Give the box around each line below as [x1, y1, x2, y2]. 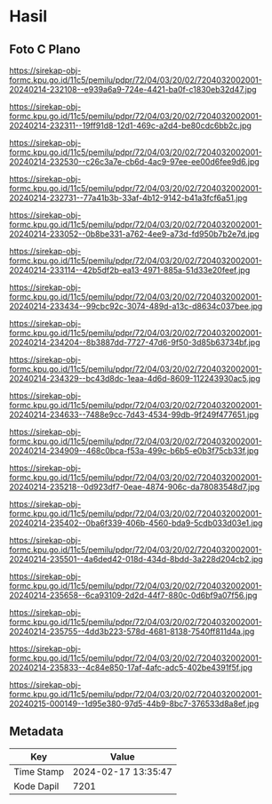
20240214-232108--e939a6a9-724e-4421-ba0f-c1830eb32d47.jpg [9, 84, 257, 94]
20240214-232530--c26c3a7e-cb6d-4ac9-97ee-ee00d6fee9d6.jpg [9, 157, 260, 166]
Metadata [9, 724, 64, 739]
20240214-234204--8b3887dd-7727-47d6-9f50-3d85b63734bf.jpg [9, 337, 260, 348]
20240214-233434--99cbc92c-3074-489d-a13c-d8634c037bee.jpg [9, 301, 263, 311]
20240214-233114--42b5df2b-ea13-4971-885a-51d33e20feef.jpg [9, 265, 251, 275]
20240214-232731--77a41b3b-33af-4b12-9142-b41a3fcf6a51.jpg [9, 193, 248, 203]
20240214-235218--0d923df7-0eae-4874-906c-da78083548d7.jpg [9, 482, 260, 492]
